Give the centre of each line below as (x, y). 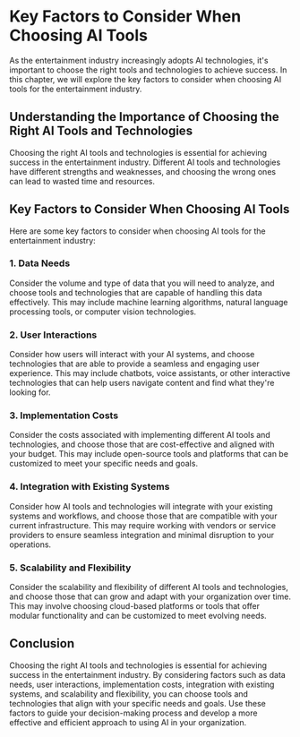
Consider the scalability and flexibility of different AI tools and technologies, (149, 587)
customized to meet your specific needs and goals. (104, 464)
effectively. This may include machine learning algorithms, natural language (149, 302)
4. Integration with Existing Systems (90, 487)
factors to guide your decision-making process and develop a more (133, 713)
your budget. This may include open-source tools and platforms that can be (149, 454)
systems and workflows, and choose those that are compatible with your (143, 516)
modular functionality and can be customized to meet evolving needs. (138, 616)
